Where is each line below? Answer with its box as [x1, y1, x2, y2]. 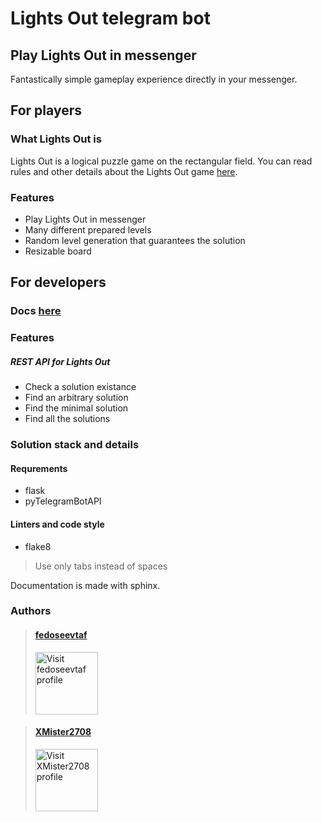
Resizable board [24, 245, 92, 257]
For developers [10, 274, 107, 291]
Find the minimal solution [24, 402, 129, 414]
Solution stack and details [10, 438, 140, 452]
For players [10, 102, 82, 119]
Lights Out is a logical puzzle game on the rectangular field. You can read [10, 155, 313, 167]
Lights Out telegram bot [10, 7, 211, 30]
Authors [10, 604, 52, 618]
